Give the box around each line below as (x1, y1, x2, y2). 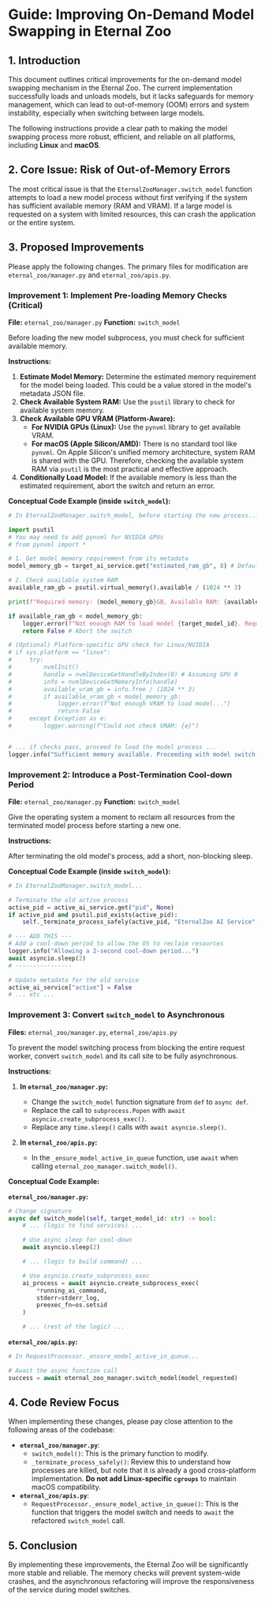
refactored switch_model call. (31, 1516, 125, 1525)
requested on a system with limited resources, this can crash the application (8, 209, 256, 219)
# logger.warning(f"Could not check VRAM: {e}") (8, 722, 200, 730)
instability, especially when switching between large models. (8, 108, 205, 118)
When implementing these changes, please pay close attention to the (8, 1416, 233, 1427)
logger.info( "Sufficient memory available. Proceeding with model (8, 750, 231, 758)
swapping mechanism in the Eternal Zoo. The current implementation (8, 83, 233, 92)
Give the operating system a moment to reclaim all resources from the (8, 812, 235, 822)
